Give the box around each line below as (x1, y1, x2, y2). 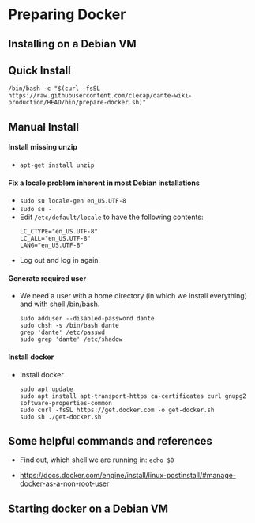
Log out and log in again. (19, 256, 101, 265)
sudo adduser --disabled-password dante (19, 315, 155, 323)
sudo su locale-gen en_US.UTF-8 (19, 197, 126, 205)
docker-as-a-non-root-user (19, 479, 110, 488)
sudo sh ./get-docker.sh (19, 413, 102, 421)
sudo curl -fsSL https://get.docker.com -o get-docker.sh (19, 406, 215, 414)
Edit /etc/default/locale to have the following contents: (19, 212, 204, 222)
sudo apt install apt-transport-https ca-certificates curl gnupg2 (19, 392, 246, 400)
